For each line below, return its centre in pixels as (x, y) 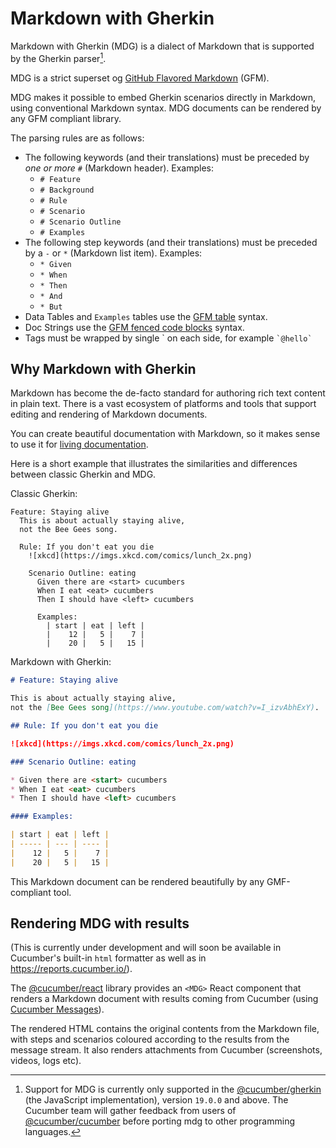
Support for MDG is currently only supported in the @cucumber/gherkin (173, 1089)
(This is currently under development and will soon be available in (146, 948)
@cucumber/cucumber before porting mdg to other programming (159, 1121)
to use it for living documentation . (79, 444)
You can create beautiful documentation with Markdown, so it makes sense (165, 434)
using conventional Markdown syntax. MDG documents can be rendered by (166, 108)
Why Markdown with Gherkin (103, 368)
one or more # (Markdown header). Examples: (119, 168)
